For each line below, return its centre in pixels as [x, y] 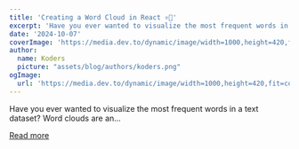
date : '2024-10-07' [45, 34]
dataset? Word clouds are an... [65, 118]
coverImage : [31, 42]
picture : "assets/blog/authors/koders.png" [99, 67]
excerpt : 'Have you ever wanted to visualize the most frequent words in [149, 26]
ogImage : [25, 75]
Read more [29, 135]
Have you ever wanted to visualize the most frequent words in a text [134, 108]
